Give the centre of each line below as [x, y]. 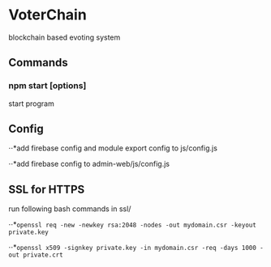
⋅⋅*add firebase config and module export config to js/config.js [113, 148]
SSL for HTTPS [47, 189]
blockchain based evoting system [65, 37]
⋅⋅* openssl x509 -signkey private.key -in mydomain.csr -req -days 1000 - [136, 248]
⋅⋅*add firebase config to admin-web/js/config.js [89, 164]
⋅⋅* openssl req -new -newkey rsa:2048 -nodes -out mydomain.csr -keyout [133, 225]
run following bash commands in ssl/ [70, 209]
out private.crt [36, 255]
